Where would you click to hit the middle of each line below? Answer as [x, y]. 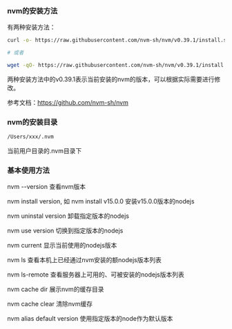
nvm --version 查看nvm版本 [47, 187]
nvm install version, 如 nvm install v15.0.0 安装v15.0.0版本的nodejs [101, 201]
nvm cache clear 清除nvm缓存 [50, 304]
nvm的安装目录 [32, 122]
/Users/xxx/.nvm [30, 137]
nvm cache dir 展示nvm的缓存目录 [56, 289]
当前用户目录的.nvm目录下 [45, 151]
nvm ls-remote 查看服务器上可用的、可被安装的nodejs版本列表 [96, 275]
